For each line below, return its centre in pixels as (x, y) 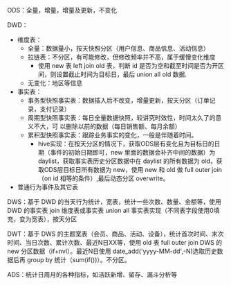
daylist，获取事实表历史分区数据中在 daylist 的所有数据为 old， (127, 161)
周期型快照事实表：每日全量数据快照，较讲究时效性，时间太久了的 (121, 118)
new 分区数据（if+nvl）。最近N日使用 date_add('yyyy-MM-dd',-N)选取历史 (112, 251)
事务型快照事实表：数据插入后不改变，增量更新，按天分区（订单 (118, 100)
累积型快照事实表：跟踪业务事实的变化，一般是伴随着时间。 (112, 135)
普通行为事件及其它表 (47, 187)
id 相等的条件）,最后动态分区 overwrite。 (111, 178)
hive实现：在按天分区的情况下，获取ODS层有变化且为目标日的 (126, 144)
